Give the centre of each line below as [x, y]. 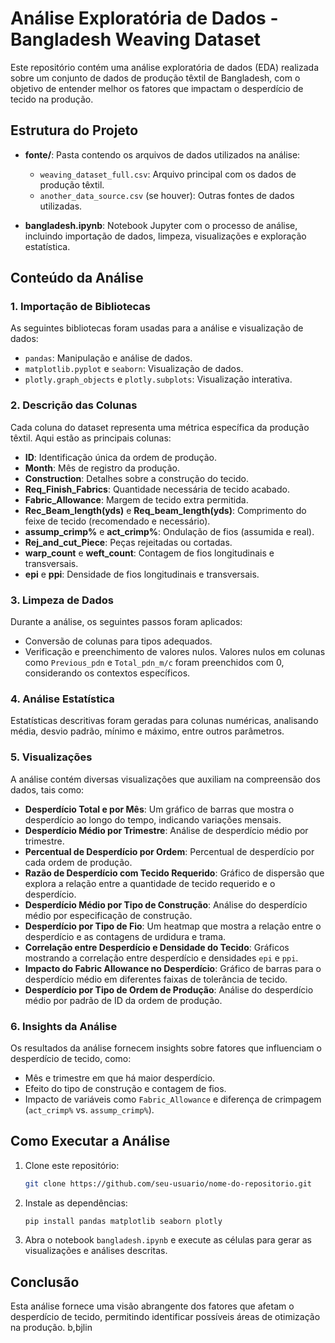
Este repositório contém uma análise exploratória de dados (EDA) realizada [165, 67]
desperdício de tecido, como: [71, 1058]
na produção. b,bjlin [51, 1328]
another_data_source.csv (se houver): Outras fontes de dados [167, 195]
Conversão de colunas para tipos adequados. [118, 641]
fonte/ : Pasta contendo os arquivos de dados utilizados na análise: [162, 154]
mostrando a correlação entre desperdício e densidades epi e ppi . [161, 958]
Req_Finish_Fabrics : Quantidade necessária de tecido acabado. [157, 489]
